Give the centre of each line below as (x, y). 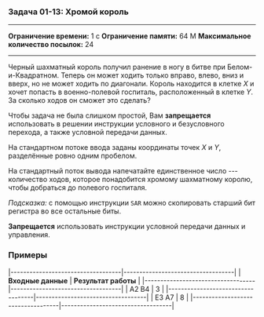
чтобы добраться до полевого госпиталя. (78, 188)
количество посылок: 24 (51, 45)
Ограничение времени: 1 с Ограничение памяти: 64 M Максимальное (130, 36)
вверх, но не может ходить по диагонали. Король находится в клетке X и (131, 84)
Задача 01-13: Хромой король (69, 12)
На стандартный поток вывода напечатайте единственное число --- (123, 171)
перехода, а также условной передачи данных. (88, 133)
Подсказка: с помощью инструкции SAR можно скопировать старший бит (132, 203)
